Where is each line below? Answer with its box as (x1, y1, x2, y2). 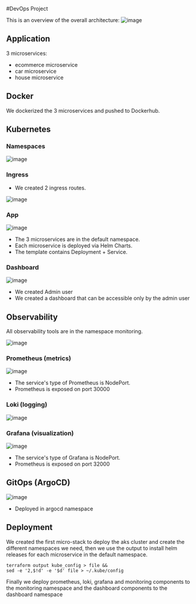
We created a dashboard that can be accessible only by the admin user (14, 295, 190, 302)
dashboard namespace (6, 590, 63, 598)
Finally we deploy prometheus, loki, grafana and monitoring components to (6, 578, 191, 585)
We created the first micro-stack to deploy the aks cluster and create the (6, 538, 185, 545)
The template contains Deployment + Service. (14, 248, 128, 255)
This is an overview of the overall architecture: (6, 17, 120, 23)
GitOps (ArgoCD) (6, 478, 70, 488)
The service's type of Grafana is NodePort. (14, 454, 121, 461)
